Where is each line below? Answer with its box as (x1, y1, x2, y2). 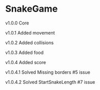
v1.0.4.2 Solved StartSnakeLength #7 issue (5, 79, 95, 85)
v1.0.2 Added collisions (5, 39, 54, 46)
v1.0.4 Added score (5, 59, 46, 65)
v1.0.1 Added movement (5, 29, 55, 36)
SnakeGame (5, 3, 58, 15)
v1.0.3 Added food (5, 49, 44, 55)
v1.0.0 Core (5, 20, 29, 26)
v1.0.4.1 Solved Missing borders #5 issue (5, 69, 90, 75)
